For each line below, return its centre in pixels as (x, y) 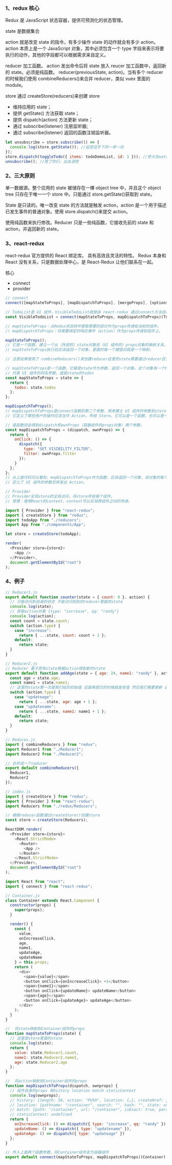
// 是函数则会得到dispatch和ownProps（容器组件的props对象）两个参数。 (75, 425)
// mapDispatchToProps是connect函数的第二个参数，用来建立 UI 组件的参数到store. (87, 411)
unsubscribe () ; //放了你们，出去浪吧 (42, 161)
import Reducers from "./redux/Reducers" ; (51, 806)
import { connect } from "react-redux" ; (49, 886)
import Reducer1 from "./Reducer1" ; (44, 749)
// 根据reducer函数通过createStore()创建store (53, 815)
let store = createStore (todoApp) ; (43, 534)
